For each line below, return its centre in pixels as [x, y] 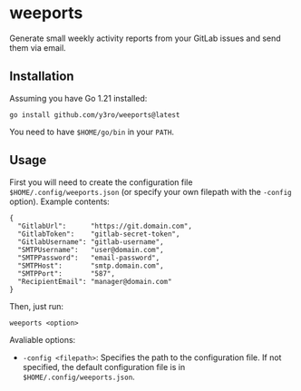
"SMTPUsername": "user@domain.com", [91, 249]
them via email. [38, 47]
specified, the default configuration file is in [104, 367]
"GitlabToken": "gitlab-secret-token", [99, 234]
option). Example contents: [60, 201]
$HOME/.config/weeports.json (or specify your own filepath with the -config [150, 191]
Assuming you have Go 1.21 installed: [78, 98]
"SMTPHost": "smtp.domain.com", [91, 266]
